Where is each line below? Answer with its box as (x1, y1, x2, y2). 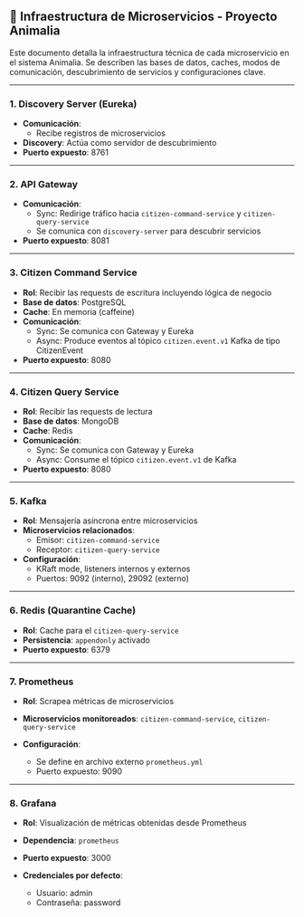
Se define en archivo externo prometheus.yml (35, 756, 204, 767)
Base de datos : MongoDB (22, 416, 119, 426)
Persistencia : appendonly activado (22, 635, 151, 645)
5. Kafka (9, 494, 47, 507)
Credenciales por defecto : (22, 870, 124, 881)
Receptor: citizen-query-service (35, 544, 160, 555)
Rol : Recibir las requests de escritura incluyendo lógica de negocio (22, 287, 272, 298)
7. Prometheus (9, 675, 74, 688)
